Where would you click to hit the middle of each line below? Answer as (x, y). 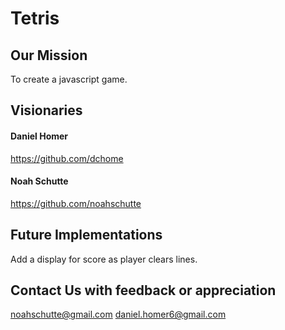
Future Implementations (86, 235)
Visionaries (46, 110)
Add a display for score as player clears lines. (104, 259)
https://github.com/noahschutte (76, 203)
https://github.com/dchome (67, 158)
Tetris (35, 18)
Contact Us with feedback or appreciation (143, 290)
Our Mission (49, 55)
